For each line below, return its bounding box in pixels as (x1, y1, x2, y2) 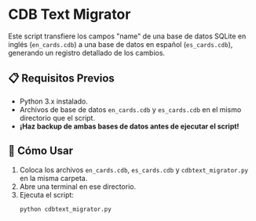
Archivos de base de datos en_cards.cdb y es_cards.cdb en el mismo (19, 104, 242, 114)
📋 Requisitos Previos (8, 72, 115, 85)
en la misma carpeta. (19, 173, 88, 183)
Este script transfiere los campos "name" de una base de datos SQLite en (8, 31, 247, 41)
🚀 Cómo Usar (8, 144, 74, 158)
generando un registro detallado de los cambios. (8, 48, 166, 57)
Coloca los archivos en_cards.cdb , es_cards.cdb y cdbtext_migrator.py (19, 165, 249, 174)
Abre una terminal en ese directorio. (19, 182, 136, 191)
